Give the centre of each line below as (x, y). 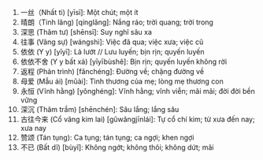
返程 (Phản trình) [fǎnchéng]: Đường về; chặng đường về (112, 71)
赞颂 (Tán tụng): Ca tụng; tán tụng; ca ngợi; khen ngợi (107, 138)
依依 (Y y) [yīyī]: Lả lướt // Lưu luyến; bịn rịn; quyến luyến (112, 52)
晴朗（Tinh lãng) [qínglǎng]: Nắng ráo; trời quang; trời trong (117, 22)
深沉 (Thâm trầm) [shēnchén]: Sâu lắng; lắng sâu (100, 109)
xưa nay (33, 128)
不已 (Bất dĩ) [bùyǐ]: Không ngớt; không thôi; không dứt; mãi (117, 147)
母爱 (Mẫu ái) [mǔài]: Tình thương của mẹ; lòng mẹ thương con (122, 81)
